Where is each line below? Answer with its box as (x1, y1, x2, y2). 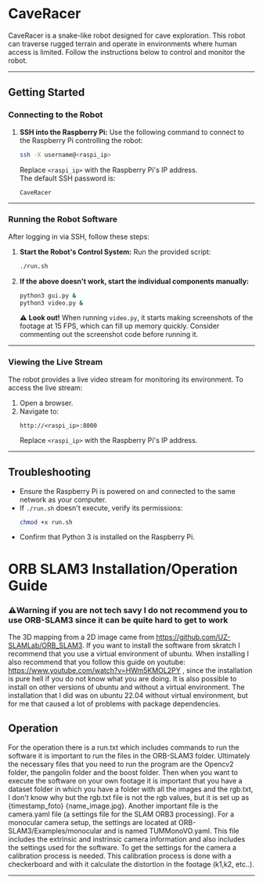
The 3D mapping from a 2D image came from (8, 632, 155, 641)
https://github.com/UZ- (156, 632, 231, 641)
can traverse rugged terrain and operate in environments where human (8, 38, 237, 48)
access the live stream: (8, 382, 83, 393)
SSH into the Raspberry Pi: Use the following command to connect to (19, 127, 245, 137)
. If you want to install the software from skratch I (81, 641, 240, 650)
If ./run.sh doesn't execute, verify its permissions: (19, 503, 183, 513)
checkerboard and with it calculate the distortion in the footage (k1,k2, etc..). (8, 859, 254, 868)
